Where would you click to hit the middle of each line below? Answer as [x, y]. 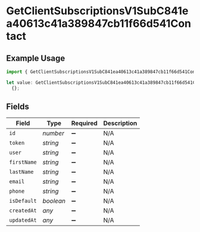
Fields [18, 107]
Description [120, 123]
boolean [54, 201]
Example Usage [36, 58]
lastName [21, 172]
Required [85, 123]
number [53, 133]
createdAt [23, 211]
